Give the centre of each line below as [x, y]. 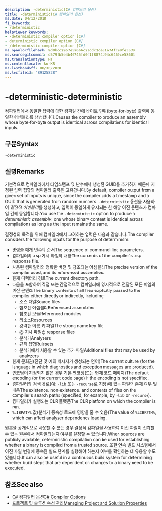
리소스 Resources [36, 320]
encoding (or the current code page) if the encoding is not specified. [80, 378]
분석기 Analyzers [35, 338]
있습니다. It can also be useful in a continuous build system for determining [79, 458]
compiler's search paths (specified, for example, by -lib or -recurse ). [81, 395]
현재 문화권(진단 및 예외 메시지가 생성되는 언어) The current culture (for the [83, 361]
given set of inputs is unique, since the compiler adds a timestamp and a [77, 196]
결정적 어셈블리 [24, 207]
